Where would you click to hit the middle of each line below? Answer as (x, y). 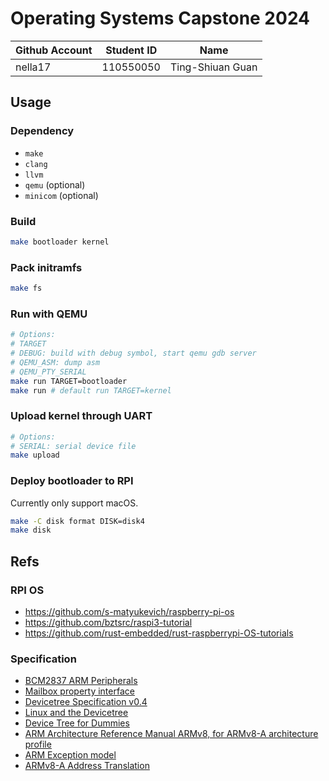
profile (38, 744)
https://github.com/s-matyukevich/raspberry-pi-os (129, 612)
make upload (35, 455)
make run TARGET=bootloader (69, 381)
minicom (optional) (61, 195)
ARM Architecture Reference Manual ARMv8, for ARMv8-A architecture (171, 734)
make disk (31, 530)
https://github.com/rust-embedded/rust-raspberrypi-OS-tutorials (159, 633)
